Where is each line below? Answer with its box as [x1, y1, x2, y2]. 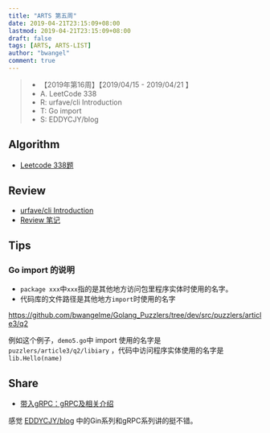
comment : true [8, 57, 56, 65]
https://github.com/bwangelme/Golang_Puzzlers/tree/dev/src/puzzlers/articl [8, 311, 262, 320]
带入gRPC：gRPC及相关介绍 [19, 399, 114, 408]
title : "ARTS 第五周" [8, 11, 77, 20]
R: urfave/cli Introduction [39, 97, 123, 107]
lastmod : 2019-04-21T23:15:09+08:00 [8, 27, 131, 35]
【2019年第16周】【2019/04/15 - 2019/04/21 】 [39, 80, 193, 89]
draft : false [8, 34, 52, 43]
